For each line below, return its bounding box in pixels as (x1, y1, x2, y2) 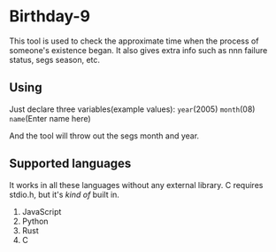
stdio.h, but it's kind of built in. (9, 189, 119, 200)
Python (21, 216, 49, 226)
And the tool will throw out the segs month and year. (9, 130, 200, 141)
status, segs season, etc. (9, 54, 100, 65)
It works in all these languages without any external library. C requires (9, 179, 264, 190)
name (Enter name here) (9, 113, 91, 123)
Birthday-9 (9, 6, 91, 27)
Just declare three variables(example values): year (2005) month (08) (9, 104, 256, 114)
